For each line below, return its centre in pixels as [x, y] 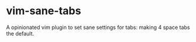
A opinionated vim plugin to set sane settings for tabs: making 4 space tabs [98, 27]
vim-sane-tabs [44, 11]
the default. [20, 33]
